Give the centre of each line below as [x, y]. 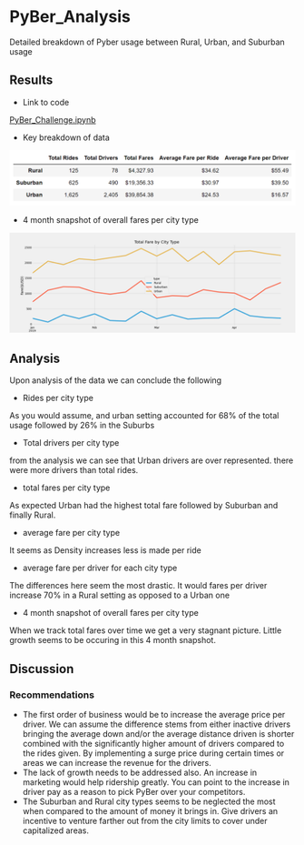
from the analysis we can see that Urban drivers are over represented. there [152, 460]
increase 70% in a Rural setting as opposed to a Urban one [119, 595]
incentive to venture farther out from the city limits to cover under [145, 820]
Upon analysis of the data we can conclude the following [116, 380]
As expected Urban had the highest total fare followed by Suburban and [144, 506]
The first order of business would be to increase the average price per [154, 714]
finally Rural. [33, 515]
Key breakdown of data [66, 137]
